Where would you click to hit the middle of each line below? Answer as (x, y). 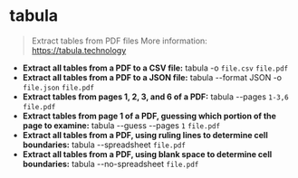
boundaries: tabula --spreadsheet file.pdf (104, 145)
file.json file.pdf (58, 88)
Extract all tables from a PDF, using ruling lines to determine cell (145, 135)
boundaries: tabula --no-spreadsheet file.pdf (111, 164)
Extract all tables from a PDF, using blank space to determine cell (147, 154)
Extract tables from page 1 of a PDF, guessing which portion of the (149, 116)
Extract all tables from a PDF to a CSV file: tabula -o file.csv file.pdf (155, 68)
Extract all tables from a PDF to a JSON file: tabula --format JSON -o (152, 77)
